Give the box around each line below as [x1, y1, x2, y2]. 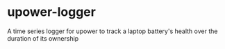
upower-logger [7, 4, 96, 20]
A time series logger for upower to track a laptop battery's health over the [7, 27, 218, 35]
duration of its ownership [7, 34, 79, 42]
